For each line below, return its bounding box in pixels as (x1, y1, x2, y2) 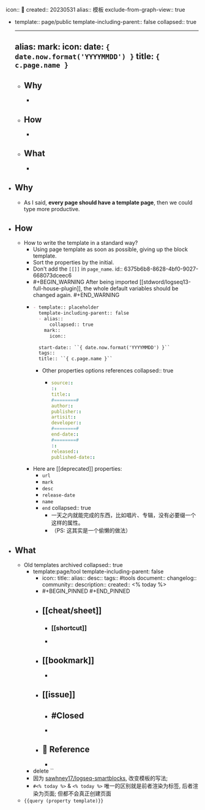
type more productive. (23, 205, 80, 212)
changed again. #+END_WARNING (32, 291, 120, 299)
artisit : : (51, 414, 76, 420)
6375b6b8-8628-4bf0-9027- (124, 265, 199, 272)
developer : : (51, 420, 82, 426)
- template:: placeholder (32, 304, 99, 310)
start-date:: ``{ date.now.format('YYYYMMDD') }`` (38, 344, 171, 350)
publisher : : (51, 408, 82, 415)
